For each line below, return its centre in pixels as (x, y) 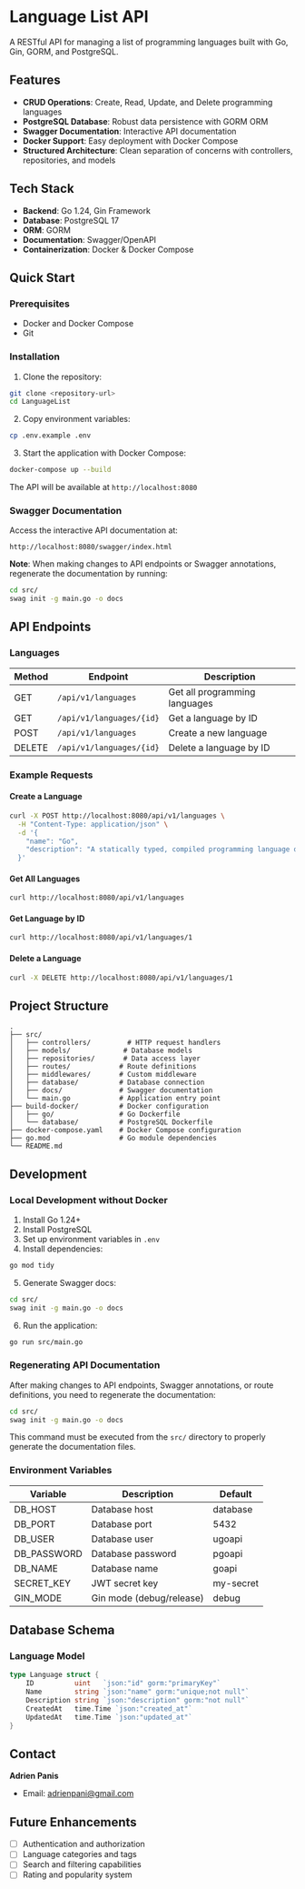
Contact (33, 1754)
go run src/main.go (46, 1342)
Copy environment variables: (76, 419)
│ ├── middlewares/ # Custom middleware (103, 1075)
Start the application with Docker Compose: (104, 453)
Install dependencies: (63, 1249)
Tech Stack (42, 189)
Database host (122, 1509)
